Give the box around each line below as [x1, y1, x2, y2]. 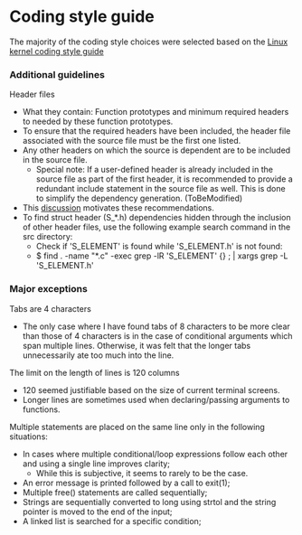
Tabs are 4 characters [9, 303, 92, 314]
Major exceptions [9, 283, 88, 296]
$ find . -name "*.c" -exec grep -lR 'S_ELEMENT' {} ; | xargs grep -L [35, 250, 288, 261]
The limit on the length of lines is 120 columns [9, 367, 180, 378]
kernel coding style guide [9, 45, 104, 56]
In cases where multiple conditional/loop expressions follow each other [22, 448, 288, 459]
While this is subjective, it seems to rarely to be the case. [35, 467, 249, 478]
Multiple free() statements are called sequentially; [22, 486, 208, 498]
